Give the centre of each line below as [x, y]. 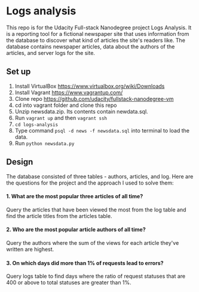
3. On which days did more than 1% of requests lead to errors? [85, 263]
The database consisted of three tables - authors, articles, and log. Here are [100, 176]
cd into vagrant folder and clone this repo [66, 105]
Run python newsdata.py [45, 143]
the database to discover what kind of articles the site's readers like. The [96, 40]
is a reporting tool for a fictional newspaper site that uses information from [98, 33]
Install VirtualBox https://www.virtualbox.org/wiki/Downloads [90, 86]
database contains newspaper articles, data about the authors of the [91, 47]
